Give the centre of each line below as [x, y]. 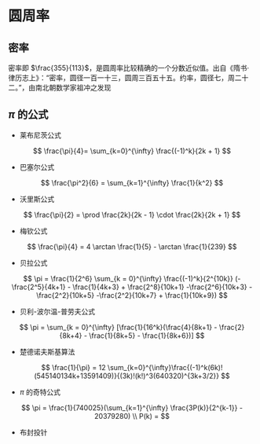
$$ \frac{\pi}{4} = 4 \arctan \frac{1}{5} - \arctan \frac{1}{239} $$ [132, 246]
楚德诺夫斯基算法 [47, 351]
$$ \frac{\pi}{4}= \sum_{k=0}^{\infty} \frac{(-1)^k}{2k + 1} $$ [132, 151]
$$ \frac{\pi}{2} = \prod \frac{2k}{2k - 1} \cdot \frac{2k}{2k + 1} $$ [132, 215]
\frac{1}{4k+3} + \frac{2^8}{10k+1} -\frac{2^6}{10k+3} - [163, 287]
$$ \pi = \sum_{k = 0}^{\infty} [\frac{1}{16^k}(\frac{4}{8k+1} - [118, 327]
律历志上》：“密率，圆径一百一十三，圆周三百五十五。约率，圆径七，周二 [125, 78]
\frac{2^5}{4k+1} [38, 287]
